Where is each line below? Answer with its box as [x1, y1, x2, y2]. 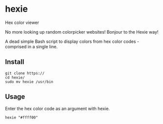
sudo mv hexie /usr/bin [5, 79, 54, 84]
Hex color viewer [5, 20, 40, 25]
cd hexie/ [5, 75, 25, 80]
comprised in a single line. [5, 43, 58, 49]
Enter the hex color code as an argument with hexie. [5, 105, 110, 111]
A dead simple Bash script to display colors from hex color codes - [5, 38, 139, 44]
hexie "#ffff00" [5, 115, 38, 120]
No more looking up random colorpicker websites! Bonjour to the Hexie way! [5, 29, 159, 35]
